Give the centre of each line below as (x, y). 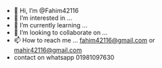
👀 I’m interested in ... (43, 18)
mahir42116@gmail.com (48, 50)
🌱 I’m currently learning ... (51, 25)
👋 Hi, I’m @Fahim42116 (46, 11)
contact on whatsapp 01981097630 (64, 57)
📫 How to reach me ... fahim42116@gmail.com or (84, 40)
